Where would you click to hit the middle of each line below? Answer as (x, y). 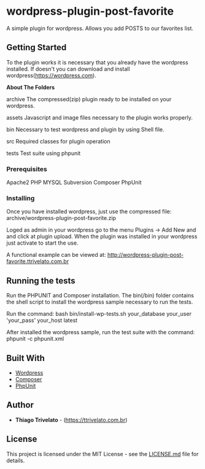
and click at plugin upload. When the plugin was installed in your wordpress (102, 237)
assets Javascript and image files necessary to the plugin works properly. (100, 117)
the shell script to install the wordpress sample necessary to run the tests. (100, 302)
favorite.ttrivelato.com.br (38, 261)
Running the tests (41, 280)
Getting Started (37, 48)
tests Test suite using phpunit (44, 153)
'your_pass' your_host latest (42, 321)
